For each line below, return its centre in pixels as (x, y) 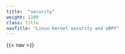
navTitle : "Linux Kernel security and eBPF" (63, 28)
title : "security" (31, 12)
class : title (23, 23)
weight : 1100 (23, 17)
